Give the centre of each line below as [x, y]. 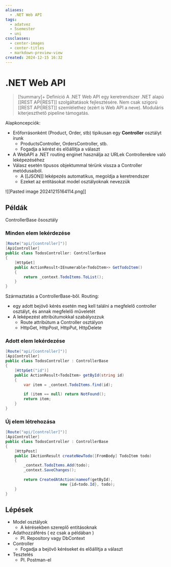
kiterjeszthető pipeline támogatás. [53, 113]
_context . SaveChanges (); [50, 470]
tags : [11, 19]
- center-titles [27, 48]
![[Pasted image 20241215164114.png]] [46, 191]
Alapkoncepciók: [23, 123]
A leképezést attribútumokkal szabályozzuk [58, 317]
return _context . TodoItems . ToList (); [64, 277]
